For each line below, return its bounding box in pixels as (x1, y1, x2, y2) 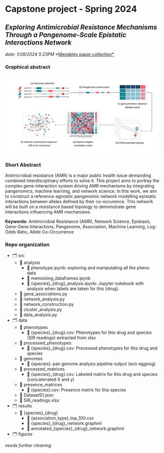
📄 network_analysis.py (19, 296, 65, 302)
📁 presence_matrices (19, 382, 63, 388)
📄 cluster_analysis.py (19, 307, 62, 313)
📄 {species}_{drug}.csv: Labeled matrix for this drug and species (26, 372, 158, 377)
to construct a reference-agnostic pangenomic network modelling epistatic (5, 193, 157, 199)
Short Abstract (5, 161, 42, 168)
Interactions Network (5, 38, 72, 47)
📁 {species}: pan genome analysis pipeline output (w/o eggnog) (26, 361, 156, 367)
